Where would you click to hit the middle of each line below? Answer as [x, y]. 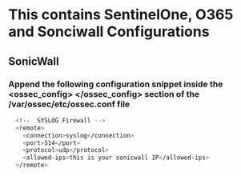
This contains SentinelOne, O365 [121, 15]
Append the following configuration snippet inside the [116, 84]
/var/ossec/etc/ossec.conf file [69, 104]
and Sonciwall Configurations [109, 32]
